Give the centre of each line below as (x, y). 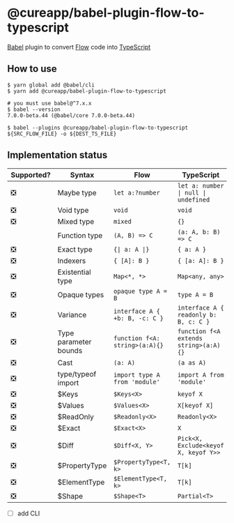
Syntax (82, 174)
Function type (80, 235)
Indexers (72, 261)
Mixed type (76, 221)
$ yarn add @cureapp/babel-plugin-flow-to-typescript (87, 91)
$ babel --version (34, 109)
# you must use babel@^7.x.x (49, 103)
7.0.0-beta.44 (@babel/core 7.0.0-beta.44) (71, 115)
